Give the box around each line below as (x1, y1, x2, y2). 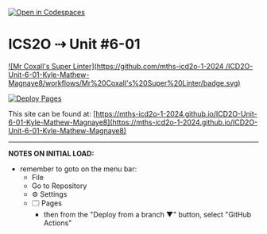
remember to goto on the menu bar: (19, 163, 137, 174)
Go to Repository (31, 181, 87, 190)
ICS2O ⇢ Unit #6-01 (8, 36, 141, 53)
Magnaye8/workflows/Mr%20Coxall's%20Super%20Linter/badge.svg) (8, 78, 241, 87)
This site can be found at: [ (8, 109, 96, 118)
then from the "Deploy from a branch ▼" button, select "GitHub (43, 209, 252, 219)
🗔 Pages (31, 198, 62, 208)
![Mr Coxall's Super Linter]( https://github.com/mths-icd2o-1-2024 (8, 61, 224, 71)
